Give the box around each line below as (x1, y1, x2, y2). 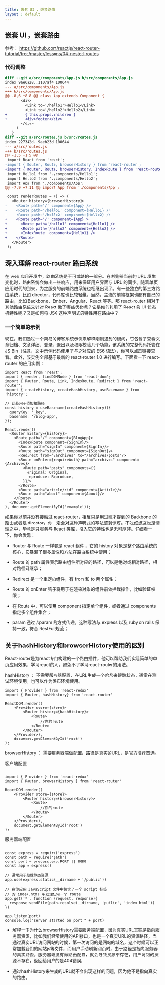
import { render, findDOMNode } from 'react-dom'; (5, 374, 111, 379)
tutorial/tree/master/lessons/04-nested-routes (5, 51, 99, 57)
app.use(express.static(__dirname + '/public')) (5, 877, 107, 882)
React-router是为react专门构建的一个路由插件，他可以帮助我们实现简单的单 (5, 655, 158, 661)
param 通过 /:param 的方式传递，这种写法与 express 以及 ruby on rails (12, 619, 154, 625)
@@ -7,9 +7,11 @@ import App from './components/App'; (5, 185, 120, 190)
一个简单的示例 (5, 323, 41, 330)
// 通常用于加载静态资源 (5, 873, 49, 878)
